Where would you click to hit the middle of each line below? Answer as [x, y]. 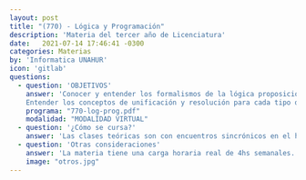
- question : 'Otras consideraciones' [89, 145]
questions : [30, 77]
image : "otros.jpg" [63, 161]
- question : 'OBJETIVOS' [65, 85]
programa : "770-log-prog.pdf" [83, 111]
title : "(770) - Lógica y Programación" [87, 26]
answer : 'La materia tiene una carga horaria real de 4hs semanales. [161, 153]
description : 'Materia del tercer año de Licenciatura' [117, 35]
